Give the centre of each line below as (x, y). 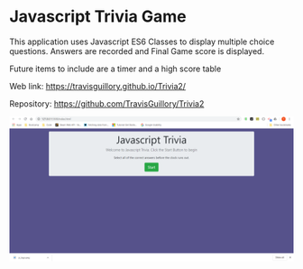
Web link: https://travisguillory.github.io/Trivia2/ (98, 86)
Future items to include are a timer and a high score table (115, 69)
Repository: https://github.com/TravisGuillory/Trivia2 (107, 103)
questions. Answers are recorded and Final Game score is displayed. (137, 51)
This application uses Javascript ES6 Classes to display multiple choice (142, 42)
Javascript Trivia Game (98, 17)
